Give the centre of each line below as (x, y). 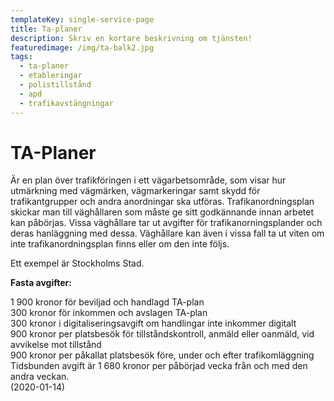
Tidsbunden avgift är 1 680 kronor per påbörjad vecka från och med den (159, 366)
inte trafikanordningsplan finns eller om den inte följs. (120, 244)
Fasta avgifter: (41, 283)
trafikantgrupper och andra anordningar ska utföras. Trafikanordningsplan (162, 202)
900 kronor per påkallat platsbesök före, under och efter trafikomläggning (162, 355)
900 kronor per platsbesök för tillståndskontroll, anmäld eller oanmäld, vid (162, 334)
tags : (21, 57)
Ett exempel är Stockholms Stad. (77, 263)
